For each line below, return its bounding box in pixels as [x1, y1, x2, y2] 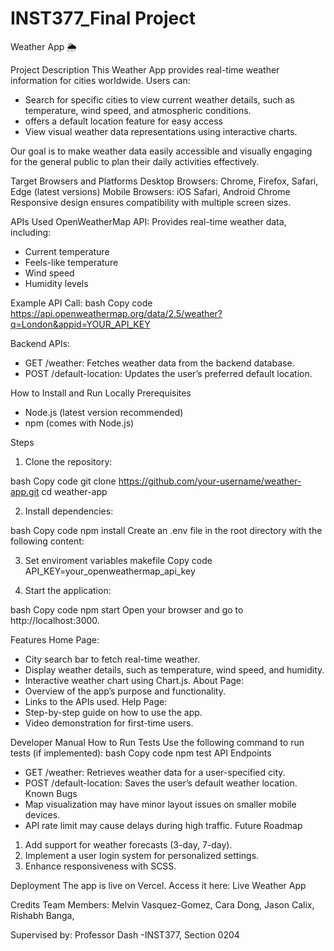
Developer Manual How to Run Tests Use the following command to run [10, 736, 305, 748]
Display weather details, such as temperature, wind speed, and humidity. [24, 663, 325, 676]
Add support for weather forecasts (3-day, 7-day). [24, 838, 233, 851]
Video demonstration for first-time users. [24, 717, 194, 729]
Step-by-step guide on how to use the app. [24, 706, 203, 718]
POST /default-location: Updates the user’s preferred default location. [24, 367, 313, 379]
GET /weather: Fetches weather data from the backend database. [24, 357, 295, 369]
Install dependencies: [24, 505, 114, 517]
